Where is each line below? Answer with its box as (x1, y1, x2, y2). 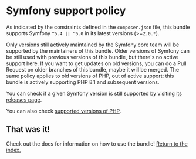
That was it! (6, 124, 50, 134)
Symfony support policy (6, 4, 126, 18)
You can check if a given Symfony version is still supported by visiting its (6, 90, 182, 97)
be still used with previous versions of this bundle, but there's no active (6, 53, 178, 60)
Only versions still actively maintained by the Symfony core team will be (6, 41, 180, 48)
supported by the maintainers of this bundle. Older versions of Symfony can (6, 47, 190, 54)
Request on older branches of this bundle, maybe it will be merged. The (6, 66, 180, 73)
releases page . (6, 96, 42, 103)
